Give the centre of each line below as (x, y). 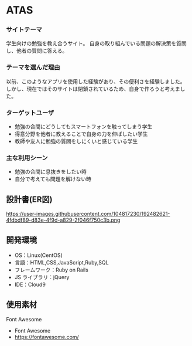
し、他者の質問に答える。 (37, 51)
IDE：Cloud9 (30, 284)
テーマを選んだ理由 (33, 67)
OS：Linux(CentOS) (39, 255)
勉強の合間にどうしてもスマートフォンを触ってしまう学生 (83, 127)
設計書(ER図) (29, 199)
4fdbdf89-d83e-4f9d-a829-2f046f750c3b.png (63, 220)
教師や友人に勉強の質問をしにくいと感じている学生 (76, 141)
